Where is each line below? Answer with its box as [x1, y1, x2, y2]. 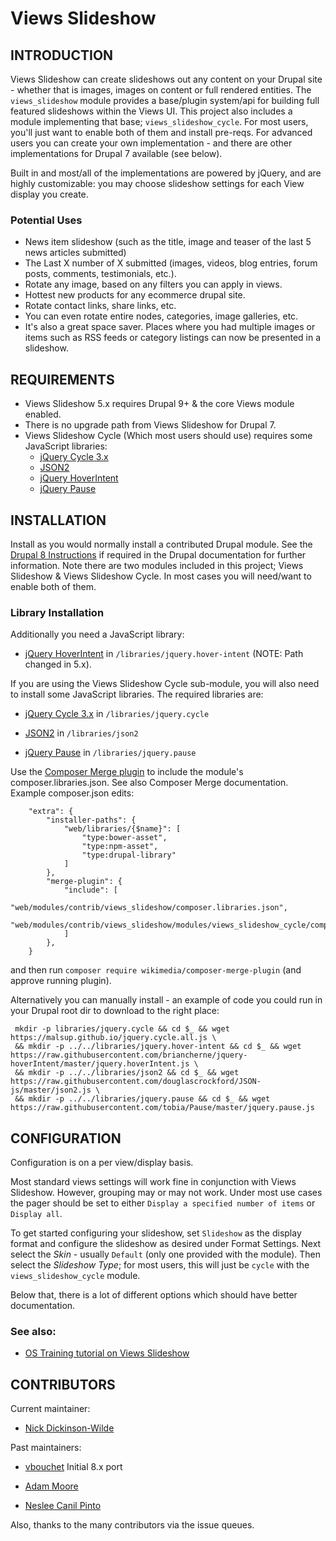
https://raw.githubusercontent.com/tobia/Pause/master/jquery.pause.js [10, 1103, 315, 1113]
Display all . [10, 1208, 63, 1220]
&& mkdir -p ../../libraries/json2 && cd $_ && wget [14, 1068, 240, 1078]
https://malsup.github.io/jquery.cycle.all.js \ [10, 1033, 217, 1043]
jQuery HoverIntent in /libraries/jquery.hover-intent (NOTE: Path [24, 648, 304, 660]
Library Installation [10, 605, 105, 619]
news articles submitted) [24, 247, 127, 259]
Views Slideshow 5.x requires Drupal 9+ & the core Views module [24, 398, 295, 410]
